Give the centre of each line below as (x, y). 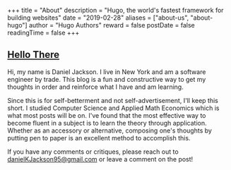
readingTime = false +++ (43, 32)
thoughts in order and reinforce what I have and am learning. (95, 87)
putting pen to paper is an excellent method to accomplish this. (99, 138)
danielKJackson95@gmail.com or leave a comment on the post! (100, 159)
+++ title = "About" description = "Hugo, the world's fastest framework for (115, 10)
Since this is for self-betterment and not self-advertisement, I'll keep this (113, 100)
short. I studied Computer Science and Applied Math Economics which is (113, 108)
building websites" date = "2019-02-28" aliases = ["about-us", (98, 18)
